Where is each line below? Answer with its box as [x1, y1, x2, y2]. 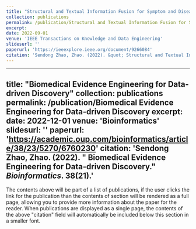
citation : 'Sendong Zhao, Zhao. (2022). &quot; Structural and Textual [6, 52, 184, 58]
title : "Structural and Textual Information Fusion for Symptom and [6, 8, 176, 15]
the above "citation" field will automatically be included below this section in [6, 211, 189, 218]
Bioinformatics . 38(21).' [6, 171, 94, 181]
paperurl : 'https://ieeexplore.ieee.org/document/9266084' [6, 47, 153, 53]
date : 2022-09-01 [6, 30, 48, 36]
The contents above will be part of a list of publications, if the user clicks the [6, 186, 190, 193]
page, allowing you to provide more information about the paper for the [6, 199, 177, 206]
